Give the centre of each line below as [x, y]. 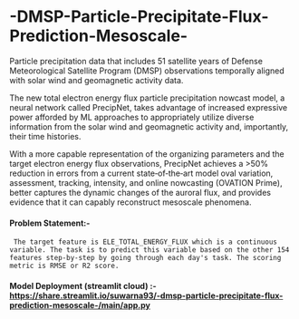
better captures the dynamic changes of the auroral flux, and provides [140, 192]
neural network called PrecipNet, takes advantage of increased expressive [149, 107]
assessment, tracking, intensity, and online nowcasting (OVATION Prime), [146, 182]
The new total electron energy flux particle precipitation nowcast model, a [147, 98]
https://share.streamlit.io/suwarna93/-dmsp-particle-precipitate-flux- [146, 295]
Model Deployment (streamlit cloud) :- [83, 285]
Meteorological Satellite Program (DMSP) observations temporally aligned [147, 71]
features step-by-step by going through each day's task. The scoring [145, 258]
